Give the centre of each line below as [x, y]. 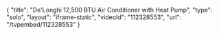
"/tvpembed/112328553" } [43, 24]
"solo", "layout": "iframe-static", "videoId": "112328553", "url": [94, 17]
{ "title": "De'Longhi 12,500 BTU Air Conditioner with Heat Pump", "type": [109, 10]
